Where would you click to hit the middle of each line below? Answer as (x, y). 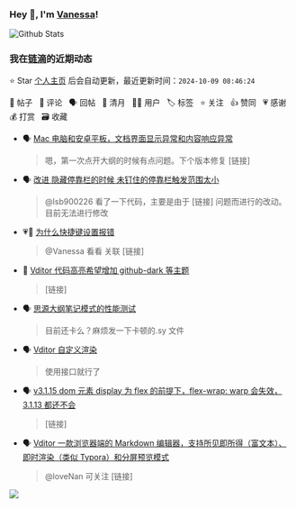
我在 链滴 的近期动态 (51, 59)
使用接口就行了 (72, 371)
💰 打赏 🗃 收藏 (38, 116)
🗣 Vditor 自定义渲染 (59, 349)
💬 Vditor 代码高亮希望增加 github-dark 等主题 (106, 270)
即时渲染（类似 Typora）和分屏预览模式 (95, 457)
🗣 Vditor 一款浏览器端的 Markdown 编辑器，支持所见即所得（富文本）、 (154, 443)
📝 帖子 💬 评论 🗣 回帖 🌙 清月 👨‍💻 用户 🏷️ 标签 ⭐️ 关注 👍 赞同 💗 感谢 (148, 102)
